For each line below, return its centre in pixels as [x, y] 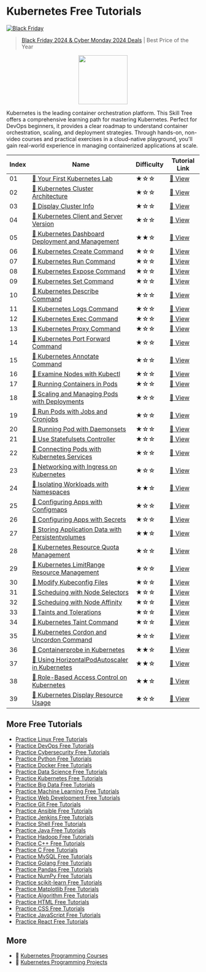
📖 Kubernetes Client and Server [78, 216]
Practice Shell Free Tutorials [51, 824]
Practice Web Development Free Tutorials [68, 797]
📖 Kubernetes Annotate [66, 356]
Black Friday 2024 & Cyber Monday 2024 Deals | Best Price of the [105, 40]
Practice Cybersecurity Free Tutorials [63, 752]
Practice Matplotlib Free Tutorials [57, 889]
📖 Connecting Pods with [67, 449]
